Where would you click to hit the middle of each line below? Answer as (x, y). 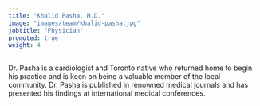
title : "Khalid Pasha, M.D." (57, 16)
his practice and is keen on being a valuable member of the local (114, 77)
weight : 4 (25, 45)
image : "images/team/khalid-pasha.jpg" (75, 23)
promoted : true (33, 38)
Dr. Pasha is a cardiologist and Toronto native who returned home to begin (130, 68)
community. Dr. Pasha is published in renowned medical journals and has (128, 85)
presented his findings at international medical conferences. (107, 93)
